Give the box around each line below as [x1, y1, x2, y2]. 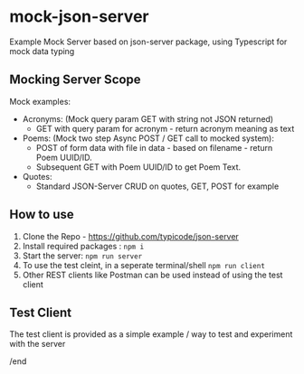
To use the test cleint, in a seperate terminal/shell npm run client [22, 259, 265, 270]
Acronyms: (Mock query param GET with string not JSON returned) [22, 113, 274, 124]
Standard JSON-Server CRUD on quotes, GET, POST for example [35, 181, 280, 192]
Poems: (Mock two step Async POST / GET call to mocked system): [22, 133, 274, 144]
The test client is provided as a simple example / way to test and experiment [9, 329, 293, 340]
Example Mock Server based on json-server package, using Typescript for [9, 36, 288, 47]
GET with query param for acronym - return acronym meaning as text [35, 123, 295, 134]
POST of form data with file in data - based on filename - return [35, 142, 273, 153]
